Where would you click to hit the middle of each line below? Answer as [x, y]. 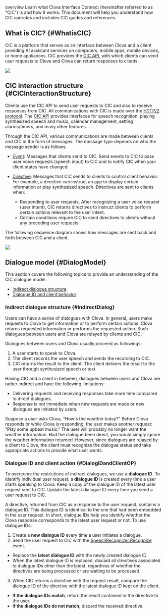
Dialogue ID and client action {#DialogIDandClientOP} [71, 463]
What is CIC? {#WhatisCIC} [48, 33]
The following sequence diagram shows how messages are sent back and [81, 232]
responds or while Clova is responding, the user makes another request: [79, 424]
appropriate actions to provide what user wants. [54, 450]
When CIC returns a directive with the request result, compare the [80, 581]
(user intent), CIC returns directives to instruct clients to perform [85, 207]
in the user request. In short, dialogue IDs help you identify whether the [78, 515]
